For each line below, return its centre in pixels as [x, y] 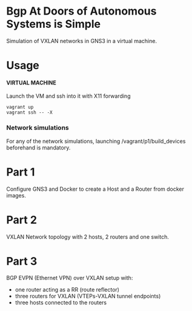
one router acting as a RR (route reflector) [67, 290]
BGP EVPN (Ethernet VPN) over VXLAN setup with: [70, 278]
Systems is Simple [54, 24]
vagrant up [20, 108]
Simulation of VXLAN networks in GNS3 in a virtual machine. [82, 41]
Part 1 [21, 172]
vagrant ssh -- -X [29, 113]
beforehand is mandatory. [38, 148]
